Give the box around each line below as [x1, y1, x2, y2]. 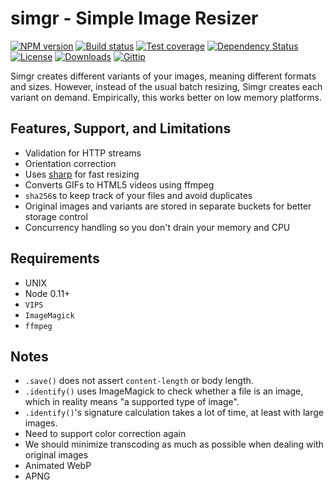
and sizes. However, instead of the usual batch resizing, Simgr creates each [10, 80, 323, 92]
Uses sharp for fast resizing [24, 168, 140, 180]
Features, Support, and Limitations [10, 120, 232, 137]
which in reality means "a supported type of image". [24, 396, 240, 408]
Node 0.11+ [24, 287, 71, 299]
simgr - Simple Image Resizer [10, 7, 259, 30]
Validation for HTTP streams [24, 147, 142, 159]
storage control [24, 210, 88, 222]
